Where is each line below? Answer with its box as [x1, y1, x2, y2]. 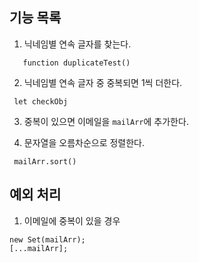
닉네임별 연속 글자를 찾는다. [23, 38, 132, 50]
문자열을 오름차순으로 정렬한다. [23, 136, 146, 148]
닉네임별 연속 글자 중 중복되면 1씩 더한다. [23, 76, 183, 88]
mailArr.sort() [13, 156, 77, 167]
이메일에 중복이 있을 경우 [23, 214, 121, 227]
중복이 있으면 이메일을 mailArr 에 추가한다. [23, 115, 189, 127]
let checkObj [13, 96, 69, 107]
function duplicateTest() [22, 58, 131, 68]
